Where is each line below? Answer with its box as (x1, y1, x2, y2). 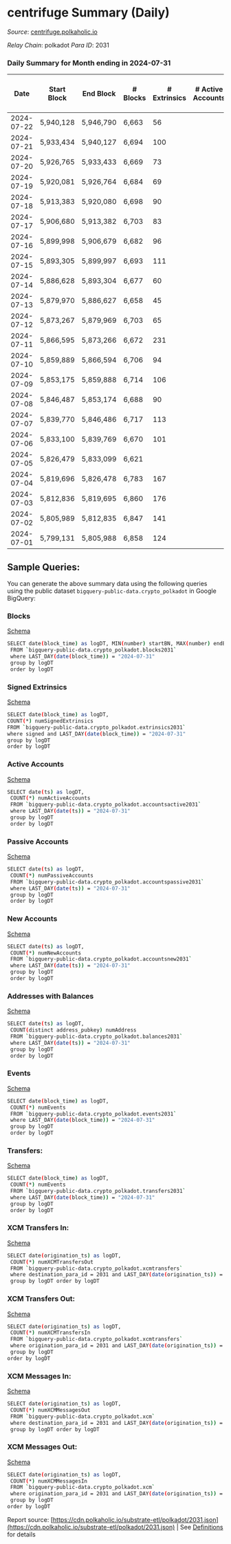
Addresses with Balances (7, 991, 94, 1001)
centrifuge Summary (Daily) (7, 5, 170, 21)
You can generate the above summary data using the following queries (7, 580, 208, 588)
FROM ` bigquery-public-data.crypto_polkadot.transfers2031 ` (10, 1188, 186, 1195)
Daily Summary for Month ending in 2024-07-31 (7, 58, 171, 67)
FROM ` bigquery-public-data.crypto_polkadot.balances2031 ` (10, 1033, 184, 1040)
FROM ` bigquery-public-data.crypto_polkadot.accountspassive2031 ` (10, 878, 205, 886)
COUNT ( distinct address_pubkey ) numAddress (10, 1027, 137, 1034)
